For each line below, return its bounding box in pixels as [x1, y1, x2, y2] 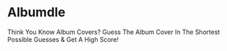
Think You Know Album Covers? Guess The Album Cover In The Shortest [7, 28, 221, 36]
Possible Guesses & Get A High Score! [7, 35, 119, 43]
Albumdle [7, 4, 66, 21]
